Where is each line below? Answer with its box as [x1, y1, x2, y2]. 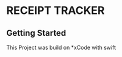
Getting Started [6, 28, 66, 38]
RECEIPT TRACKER [6, 4, 105, 18]
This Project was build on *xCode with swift [6, 44, 116, 51]
